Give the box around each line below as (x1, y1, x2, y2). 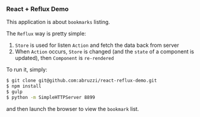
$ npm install (6, 83, 42, 89)
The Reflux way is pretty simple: (6, 30, 86, 37)
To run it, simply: (6, 66, 47, 73)
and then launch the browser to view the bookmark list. (6, 105, 139, 112)
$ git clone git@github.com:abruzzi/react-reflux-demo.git (6, 77, 157, 84)
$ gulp (6, 89, 23, 95)
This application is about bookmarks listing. (6, 19, 111, 26)
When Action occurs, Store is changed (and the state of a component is (14, 48, 194, 55)
